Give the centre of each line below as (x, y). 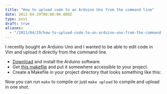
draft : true (17, 23)
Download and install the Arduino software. (56, 62)
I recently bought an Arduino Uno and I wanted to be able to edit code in (79, 47)
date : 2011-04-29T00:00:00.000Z (39, 14)
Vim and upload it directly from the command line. (56, 52)
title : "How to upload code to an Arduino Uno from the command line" (80, 10)
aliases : (14, 28)
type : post (16, 19)
